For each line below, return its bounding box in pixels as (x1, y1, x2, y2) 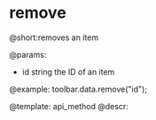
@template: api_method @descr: (9, 100, 129, 111)
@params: (9, 49, 47, 60)
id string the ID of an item (21, 66, 115, 77)
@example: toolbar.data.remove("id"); (9, 84, 148, 94)
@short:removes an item (9, 32, 99, 43)
